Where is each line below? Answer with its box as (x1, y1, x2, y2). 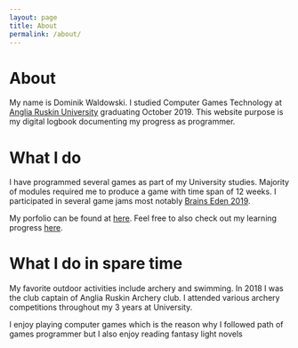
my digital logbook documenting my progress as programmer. (9, 117, 236, 127)
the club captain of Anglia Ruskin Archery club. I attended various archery (9, 293, 280, 303)
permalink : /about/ (9, 29, 82, 38)
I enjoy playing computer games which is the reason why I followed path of (9, 320, 284, 330)
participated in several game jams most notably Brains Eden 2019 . (9, 196, 251, 206)
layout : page (9, 12, 58, 22)
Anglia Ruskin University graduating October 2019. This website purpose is (9, 107, 284, 117)
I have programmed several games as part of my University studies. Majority (9, 177, 290, 188)
